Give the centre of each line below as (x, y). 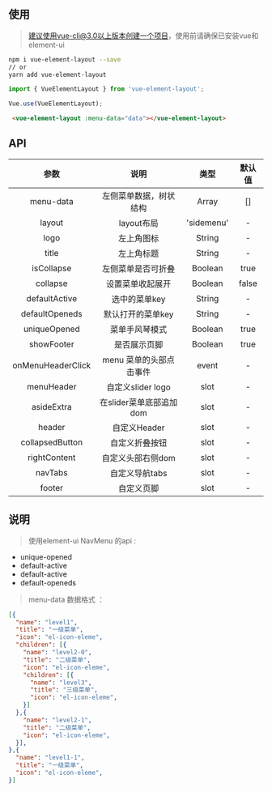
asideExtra (51, 407)
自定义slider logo (139, 387)
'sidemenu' (207, 223)
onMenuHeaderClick (52, 365)
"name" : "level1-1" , (50, 758)
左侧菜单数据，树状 (139, 195)
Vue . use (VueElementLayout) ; (56, 104)
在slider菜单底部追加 (139, 402)
